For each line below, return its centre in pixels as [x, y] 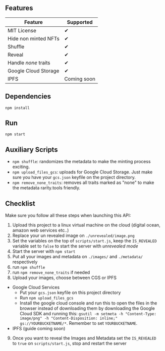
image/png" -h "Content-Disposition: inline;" [69, 319]
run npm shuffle [29, 267]
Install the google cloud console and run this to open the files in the [88, 303]
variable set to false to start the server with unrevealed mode [75, 246]
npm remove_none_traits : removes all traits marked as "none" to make [83, 182]
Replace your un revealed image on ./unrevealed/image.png [73, 235]
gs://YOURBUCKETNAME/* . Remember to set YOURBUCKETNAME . [79, 323]
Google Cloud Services [36, 288]
